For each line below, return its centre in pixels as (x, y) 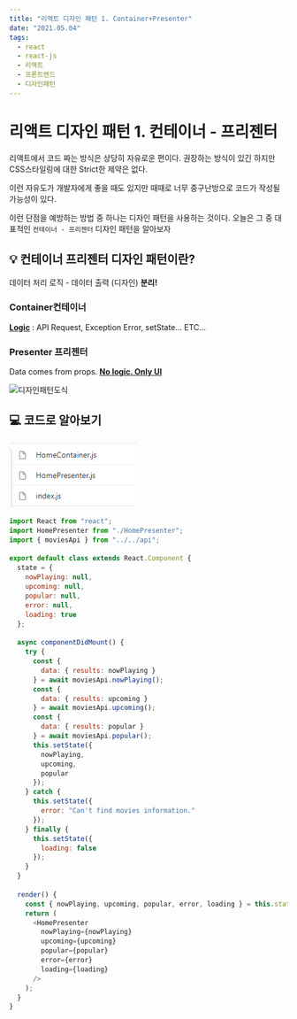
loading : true (51, 614)
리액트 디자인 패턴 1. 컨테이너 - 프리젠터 (144, 131)
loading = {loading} (75, 969)
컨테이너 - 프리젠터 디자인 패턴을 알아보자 (102, 228)
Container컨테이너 (48, 307)
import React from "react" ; (61, 521)
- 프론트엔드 (36, 75)
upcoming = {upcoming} (79, 942)
